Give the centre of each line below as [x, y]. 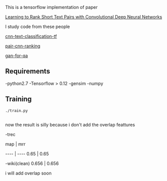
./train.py [17, 110]
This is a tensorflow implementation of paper [51, 7]
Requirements [28, 71]
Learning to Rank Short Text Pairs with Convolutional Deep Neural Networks [84, 17]
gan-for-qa [17, 55]
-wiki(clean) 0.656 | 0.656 [32, 163]
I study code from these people [38, 26]
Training [19, 99]
